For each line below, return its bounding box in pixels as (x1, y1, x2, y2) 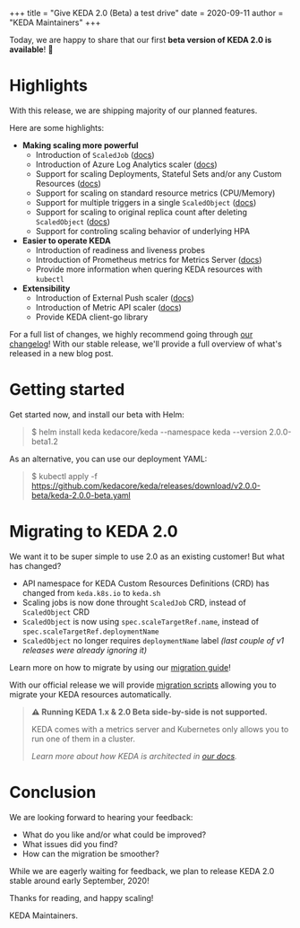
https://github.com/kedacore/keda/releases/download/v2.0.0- (30, 480, 261, 491)
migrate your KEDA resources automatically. (9, 688, 172, 699)
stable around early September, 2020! (9, 875, 150, 886)
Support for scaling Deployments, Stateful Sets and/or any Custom (35, 168, 282, 179)
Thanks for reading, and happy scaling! (9, 892, 154, 903)
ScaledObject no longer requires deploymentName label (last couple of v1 (21, 635, 285, 645)
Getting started (9, 380, 125, 400)
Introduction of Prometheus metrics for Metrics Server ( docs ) (35, 254, 262, 265)
